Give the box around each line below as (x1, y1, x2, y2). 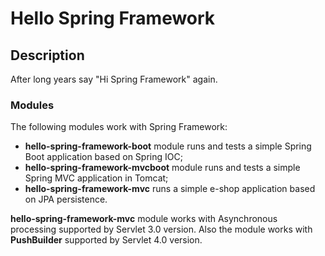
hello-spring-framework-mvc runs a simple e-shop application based (24, 183, 316, 195)
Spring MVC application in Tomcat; (24, 172, 169, 184)
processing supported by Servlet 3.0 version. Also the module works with (10, 223, 313, 236)
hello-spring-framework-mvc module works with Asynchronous (10, 213, 278, 225)
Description (10, 47, 85, 64)
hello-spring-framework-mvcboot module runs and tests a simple (24, 162, 301, 174)
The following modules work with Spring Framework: (10, 121, 228, 133)
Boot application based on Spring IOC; (24, 151, 183, 163)
